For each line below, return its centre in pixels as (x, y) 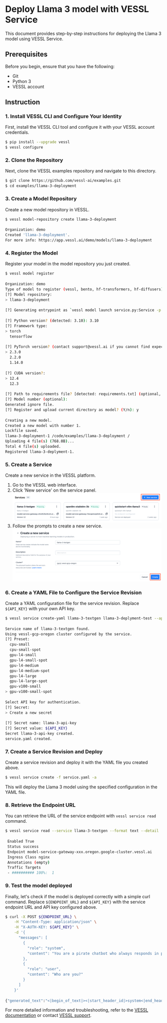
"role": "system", (46, 948)
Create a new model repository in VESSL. (47, 209)
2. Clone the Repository (34, 160)
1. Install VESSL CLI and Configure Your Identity (63, 116)
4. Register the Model (32, 253)
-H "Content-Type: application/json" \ (55, 922)
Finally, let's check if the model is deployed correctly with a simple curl (78, 896)
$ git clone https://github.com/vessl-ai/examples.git (63, 181)
